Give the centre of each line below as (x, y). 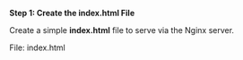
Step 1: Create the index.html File (72, 13)
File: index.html (37, 47)
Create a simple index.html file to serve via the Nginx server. (122, 30)
